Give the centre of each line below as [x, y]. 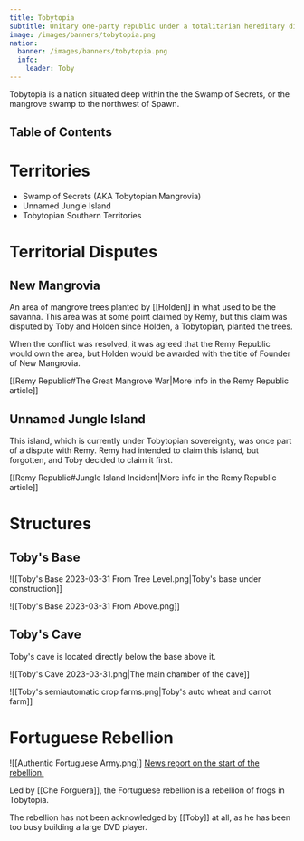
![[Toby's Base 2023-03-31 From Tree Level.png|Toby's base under [135, 579]
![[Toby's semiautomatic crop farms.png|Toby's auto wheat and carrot [140, 691]
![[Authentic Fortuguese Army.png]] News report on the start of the [134, 763]
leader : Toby [50, 69]
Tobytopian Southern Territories [82, 216]
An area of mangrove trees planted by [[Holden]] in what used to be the [142, 307]
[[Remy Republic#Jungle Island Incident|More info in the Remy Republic [143, 478]
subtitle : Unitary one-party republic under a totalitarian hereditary [147, 26]
